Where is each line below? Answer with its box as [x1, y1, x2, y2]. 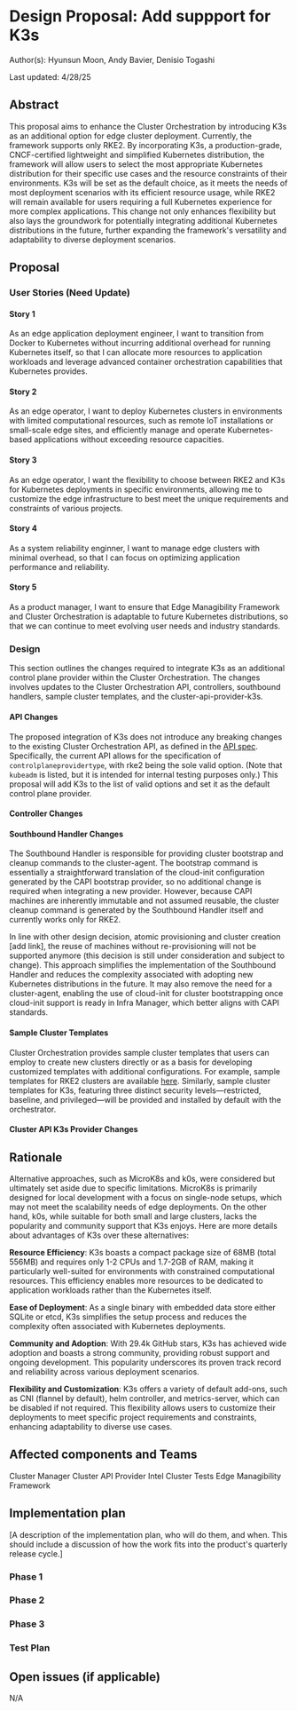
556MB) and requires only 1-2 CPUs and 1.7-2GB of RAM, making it [9, 1256, 254, 1267]
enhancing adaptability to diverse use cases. [9, 1421, 173, 1431]
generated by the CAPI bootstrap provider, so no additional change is [9, 876, 262, 887]
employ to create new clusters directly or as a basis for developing [9, 1057, 253, 1067]
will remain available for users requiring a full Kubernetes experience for [9, 196, 273, 207]
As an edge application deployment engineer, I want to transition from [9, 329, 264, 339]
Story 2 [9, 386, 37, 397]
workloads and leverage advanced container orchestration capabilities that [9, 357, 283, 368]
